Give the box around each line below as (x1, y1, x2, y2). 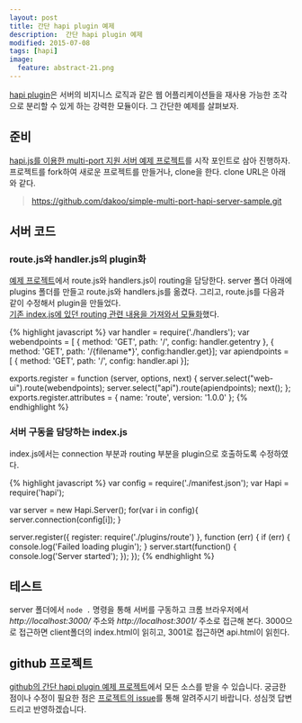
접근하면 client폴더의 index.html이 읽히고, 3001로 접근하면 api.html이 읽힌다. (18, 627, 290, 637)
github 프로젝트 (9, 655, 93, 671)
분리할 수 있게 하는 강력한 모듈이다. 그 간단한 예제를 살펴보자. (25, 100, 240, 111)
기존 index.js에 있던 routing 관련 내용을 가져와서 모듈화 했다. (9, 309, 220, 320)
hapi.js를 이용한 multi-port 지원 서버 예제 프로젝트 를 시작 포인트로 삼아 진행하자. (9, 155, 290, 166)
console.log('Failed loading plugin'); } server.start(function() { (9, 541, 237, 552)
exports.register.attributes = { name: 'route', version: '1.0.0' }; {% (9, 393, 248, 403)
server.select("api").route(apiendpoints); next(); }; (106, 383, 291, 393)
